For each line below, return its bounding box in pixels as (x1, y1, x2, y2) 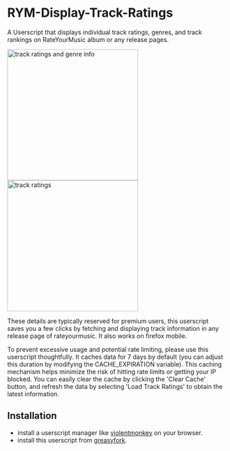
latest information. (7, 390, 59, 398)
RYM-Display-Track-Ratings (7, 5, 174, 21)
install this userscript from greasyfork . (17, 436, 128, 444)
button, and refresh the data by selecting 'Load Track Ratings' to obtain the (7, 382, 223, 390)
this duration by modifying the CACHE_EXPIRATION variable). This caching (7, 360, 222, 368)
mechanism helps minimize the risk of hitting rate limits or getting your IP (7, 367, 217, 376)
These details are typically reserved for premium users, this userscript (7, 316, 209, 325)
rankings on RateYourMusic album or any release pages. (7, 35, 169, 43)
